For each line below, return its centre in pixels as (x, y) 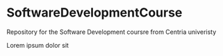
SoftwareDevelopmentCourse (94, 13)
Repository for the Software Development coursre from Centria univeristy (111, 32)
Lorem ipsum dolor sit (38, 45)
